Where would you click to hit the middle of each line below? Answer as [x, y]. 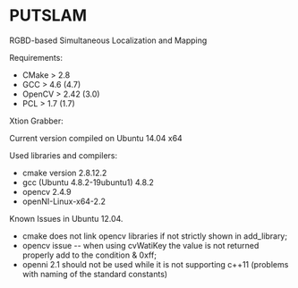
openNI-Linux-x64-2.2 [64, 201]
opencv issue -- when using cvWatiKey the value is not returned [140, 245]
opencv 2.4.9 [47, 191]
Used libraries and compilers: [64, 155]
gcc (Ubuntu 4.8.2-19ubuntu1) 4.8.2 [88, 182]
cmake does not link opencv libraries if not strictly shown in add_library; [155, 236]
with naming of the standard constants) [95, 274]
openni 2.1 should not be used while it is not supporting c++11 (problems [155, 264]
